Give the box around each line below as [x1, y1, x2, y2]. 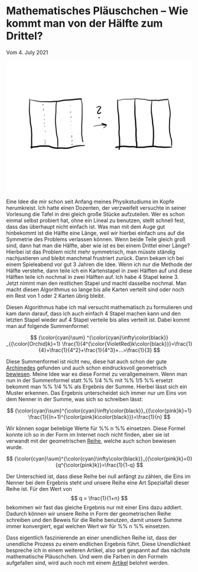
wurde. [6, 444, 24, 451]
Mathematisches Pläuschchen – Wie [6, 4, 189, 18]
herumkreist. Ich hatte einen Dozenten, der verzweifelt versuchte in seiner [6, 204, 187, 212]
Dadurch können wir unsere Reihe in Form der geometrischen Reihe [6, 510, 171, 518]
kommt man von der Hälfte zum [6, 17, 163, 30]
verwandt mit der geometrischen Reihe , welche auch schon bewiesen [6, 437, 176, 444]
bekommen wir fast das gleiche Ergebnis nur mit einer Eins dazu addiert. [6, 504, 183, 511]
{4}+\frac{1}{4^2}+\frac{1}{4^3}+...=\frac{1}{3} [38, 347, 152, 354]
